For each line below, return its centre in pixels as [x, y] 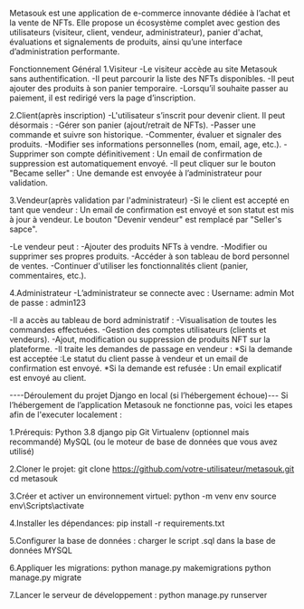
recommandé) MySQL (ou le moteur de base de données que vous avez [143, 442]
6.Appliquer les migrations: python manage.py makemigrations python [140, 568]
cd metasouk [34, 478]
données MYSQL [41, 550]
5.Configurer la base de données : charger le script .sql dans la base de [142, 541]
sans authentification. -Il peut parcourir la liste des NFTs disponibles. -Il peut [152, 79]
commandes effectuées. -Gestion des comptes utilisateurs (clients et [138, 330]
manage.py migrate [46, 577]
